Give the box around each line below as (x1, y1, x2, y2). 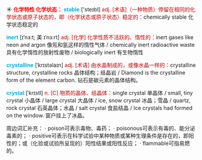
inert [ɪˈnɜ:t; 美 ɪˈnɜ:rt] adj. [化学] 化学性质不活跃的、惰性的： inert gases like (6, 34, 194, 41)
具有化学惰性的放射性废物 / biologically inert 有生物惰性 (6, 49, 144, 56)
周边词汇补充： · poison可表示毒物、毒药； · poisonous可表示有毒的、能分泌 (6, 125, 195, 132)
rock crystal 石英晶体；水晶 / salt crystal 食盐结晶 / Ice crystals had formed (6, 105, 193, 111)
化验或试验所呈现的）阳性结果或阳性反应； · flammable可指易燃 (32, 140, 190, 147)
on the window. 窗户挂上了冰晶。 (6, 112, 88, 119)
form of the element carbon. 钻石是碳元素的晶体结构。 (6, 76, 141, 84)
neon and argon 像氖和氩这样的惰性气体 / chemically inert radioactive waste (6, 42, 195, 48)
